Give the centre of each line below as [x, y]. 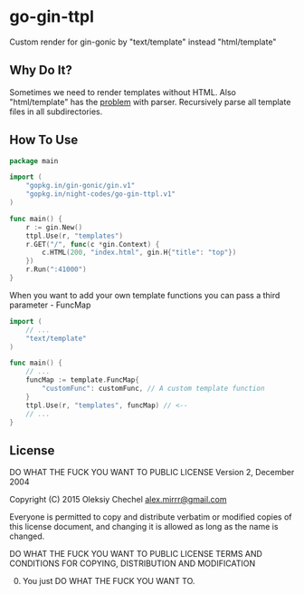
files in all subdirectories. [56, 112]
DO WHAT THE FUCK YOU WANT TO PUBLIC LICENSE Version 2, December [152, 473]
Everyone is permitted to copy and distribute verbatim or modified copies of [151, 517]
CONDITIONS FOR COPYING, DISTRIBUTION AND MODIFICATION [133, 563]
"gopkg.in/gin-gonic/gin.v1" [81, 186]
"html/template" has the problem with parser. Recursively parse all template [150, 102]
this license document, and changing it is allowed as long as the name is [144, 527]
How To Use [44, 140]
